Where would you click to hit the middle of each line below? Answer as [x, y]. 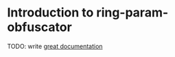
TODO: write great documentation [55, 46]
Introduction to [50, 13]
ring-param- [132, 13]
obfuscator [39, 27]
